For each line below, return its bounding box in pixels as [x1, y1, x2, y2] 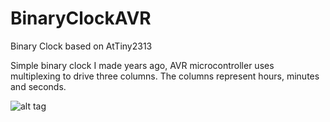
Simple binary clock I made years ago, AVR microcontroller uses [10, 59, 275, 71]
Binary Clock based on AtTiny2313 [10, 40, 153, 52]
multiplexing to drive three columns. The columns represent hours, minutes [10, 70, 320, 82]
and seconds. [10, 80, 67, 92]
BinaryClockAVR [10, 7, 152, 30]
